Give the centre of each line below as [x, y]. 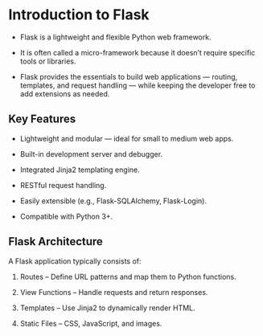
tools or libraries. [48, 61]
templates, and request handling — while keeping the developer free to [138, 85]
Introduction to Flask [79, 15]
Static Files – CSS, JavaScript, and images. [91, 323]
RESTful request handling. [63, 185]
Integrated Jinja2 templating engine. [80, 170]
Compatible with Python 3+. [66, 216]
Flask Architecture [55, 242]
